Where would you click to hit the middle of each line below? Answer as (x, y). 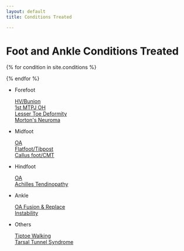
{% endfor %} (23, 79)
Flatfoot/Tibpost (34, 149)
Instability (26, 213)
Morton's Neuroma (37, 120)
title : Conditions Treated (39, 17)
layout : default (26, 11)
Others (23, 225)
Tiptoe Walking (33, 236)
